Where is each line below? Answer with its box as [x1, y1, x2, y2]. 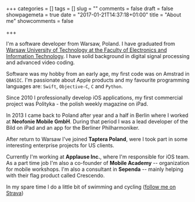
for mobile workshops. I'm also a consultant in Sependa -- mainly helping [6, 166, 183, 173]
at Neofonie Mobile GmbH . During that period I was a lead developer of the [6, 118, 189, 125]
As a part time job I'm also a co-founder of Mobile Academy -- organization [6, 160, 189, 166]
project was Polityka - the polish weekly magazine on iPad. [6, 100, 148, 107]
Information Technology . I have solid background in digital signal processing [6, 53, 190, 59]
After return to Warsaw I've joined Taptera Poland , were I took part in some [6, 136, 188, 143]
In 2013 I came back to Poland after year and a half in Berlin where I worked [6, 112, 189, 119]
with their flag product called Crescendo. [6, 172, 105, 179]
